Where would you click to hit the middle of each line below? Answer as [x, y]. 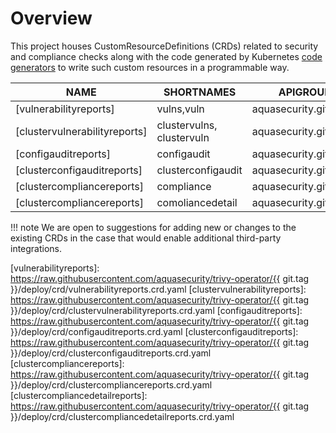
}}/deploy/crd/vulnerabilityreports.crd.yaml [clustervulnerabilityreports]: [158, 289]
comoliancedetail [197, 202]
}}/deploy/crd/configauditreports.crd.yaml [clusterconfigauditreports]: [154, 331]
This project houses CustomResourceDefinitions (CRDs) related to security [164, 46]
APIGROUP [305, 92]
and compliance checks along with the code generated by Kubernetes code [166, 56]
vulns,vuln [180, 109]
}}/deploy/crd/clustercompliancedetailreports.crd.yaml [122, 416]
